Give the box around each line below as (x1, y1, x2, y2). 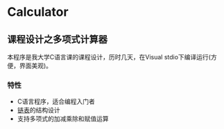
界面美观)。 (19, 61, 53, 70)
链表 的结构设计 (17, 106, 60, 115)
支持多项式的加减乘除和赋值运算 (17, 115, 109, 123)
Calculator (7, 4, 69, 20)
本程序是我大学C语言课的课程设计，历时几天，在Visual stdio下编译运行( (7, 53, 212, 61)
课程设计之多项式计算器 (7, 33, 107, 45)
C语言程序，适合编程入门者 (17, 97, 96, 106)
